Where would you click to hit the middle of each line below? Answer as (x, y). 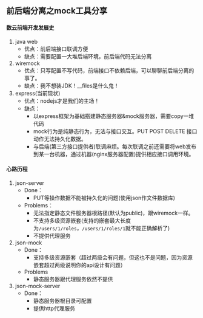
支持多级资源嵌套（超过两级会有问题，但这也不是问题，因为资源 (113, 257)
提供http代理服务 (54, 308)
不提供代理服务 (52, 235)
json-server (29, 183)
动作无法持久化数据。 (60, 139)
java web (26, 41)
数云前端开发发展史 (30, 27)
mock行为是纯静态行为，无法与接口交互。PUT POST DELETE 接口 (115, 131)
